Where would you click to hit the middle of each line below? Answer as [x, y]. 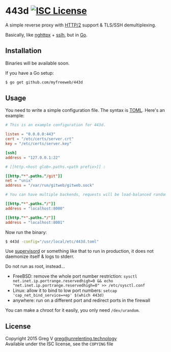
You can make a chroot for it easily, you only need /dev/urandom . [73, 310]
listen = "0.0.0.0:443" [31, 134]
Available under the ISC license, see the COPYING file [59, 344]
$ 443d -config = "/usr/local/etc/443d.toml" [52, 242]
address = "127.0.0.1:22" [33, 158]
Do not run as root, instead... [35, 267]
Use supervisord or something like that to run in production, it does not [79, 251]
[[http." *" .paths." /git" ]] [34, 176]
